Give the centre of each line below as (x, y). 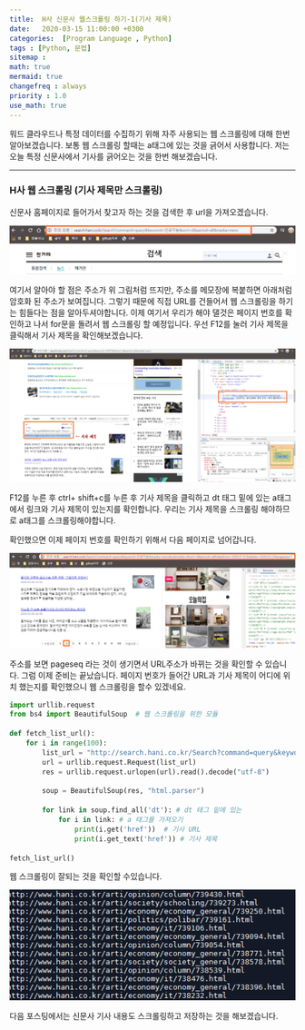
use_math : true (38, 105)
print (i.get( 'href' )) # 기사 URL (138, 829)
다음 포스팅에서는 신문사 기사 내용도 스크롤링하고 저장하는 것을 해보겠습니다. (144, 1016)
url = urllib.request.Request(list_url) (119, 762)
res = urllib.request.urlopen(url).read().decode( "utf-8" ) (156, 772)
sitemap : (28, 58)
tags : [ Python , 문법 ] (50, 48)
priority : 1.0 (38, 95)
